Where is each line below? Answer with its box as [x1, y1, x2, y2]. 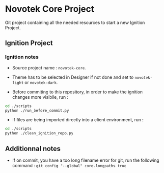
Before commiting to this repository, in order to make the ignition [12, 89, 143, 95]
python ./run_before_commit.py [5, 108, 69, 113]
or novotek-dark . [24, 79, 58, 85]
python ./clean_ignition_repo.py [5, 131, 74, 136]
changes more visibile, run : [12, 94, 69, 100]
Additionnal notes [5, 144, 61, 152]
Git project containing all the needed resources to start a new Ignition [5, 20, 145, 25]
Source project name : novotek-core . [12, 65, 86, 70]
